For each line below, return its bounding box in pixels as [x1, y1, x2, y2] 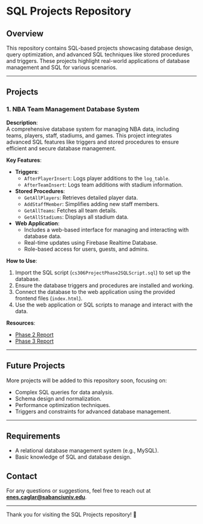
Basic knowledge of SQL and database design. [14, 453, 132, 461]
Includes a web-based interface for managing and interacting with [24, 226, 189, 233]
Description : [6, 119, 38, 126]
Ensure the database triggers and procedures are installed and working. [14, 282, 195, 289]
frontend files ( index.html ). [14, 294, 83, 302]
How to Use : [6, 257, 37, 264]
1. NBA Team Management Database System [6, 105, 140, 113]
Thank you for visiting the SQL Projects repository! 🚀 [6, 511, 137, 519]
